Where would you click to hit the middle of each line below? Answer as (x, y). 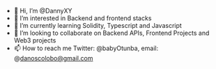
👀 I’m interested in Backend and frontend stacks (83, 18)
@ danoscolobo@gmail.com (53, 58)
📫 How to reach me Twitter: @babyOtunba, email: (86, 48)
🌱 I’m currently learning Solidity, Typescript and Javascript (98, 25)
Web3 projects (35, 40)
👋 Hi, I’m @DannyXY (43, 11)
